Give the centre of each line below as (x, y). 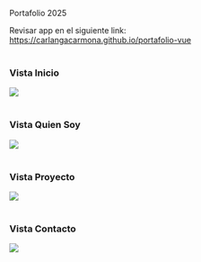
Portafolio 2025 (38, 13)
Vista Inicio (35, 73)
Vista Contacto (43, 229)
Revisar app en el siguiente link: (68, 30)
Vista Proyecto (42, 176)
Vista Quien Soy (45, 125)
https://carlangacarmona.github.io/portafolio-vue (100, 40)
